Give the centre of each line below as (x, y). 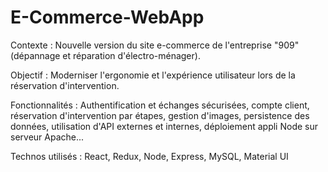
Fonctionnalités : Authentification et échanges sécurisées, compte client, (160, 105)
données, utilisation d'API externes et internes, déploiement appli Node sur (164, 126)
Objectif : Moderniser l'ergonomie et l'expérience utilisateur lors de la (153, 75)
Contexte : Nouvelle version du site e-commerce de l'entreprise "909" (155, 45)
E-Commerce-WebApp (107, 17)
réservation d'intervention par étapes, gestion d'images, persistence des (160, 115)
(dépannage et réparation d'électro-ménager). (105, 55)
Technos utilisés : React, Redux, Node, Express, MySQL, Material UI (149, 156)
